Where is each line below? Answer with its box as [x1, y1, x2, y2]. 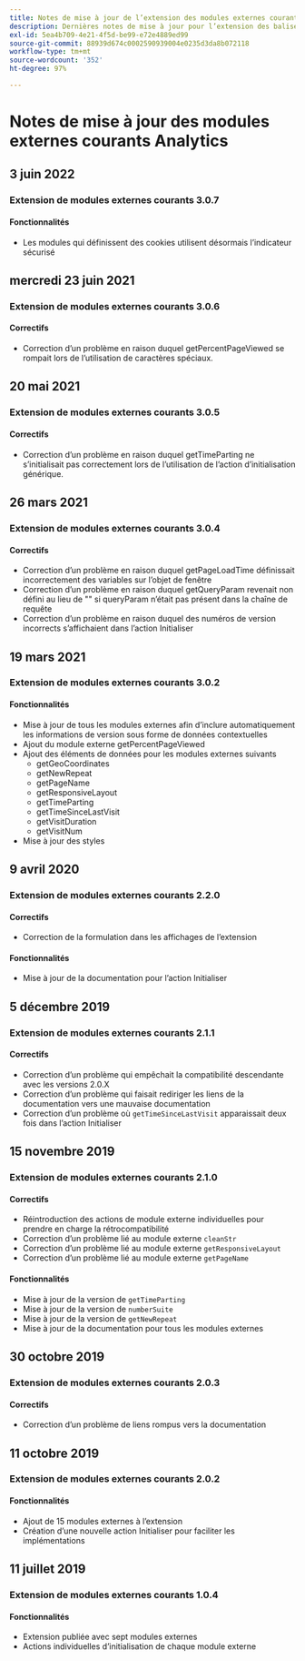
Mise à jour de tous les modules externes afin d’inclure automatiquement [22, 719, 296, 730]
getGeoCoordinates [35, 757, 111, 769]
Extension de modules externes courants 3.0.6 [9, 299, 221, 312]
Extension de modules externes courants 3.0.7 [9, 194, 220, 207]
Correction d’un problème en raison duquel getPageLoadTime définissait [22, 565, 295, 576]
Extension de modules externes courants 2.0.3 [9, 1376, 221, 1389]
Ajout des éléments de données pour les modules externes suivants [22, 748, 277, 759]
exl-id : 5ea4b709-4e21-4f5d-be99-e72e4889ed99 [9, 30, 189, 39]
